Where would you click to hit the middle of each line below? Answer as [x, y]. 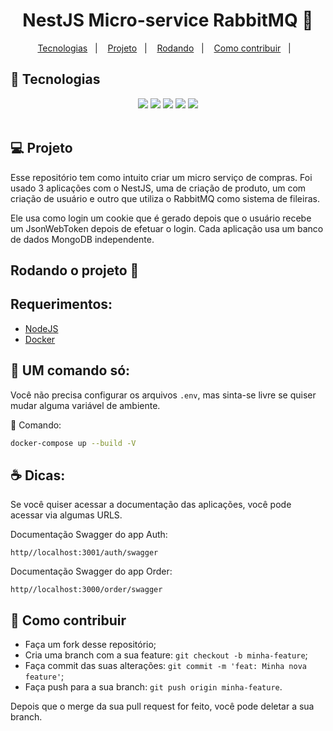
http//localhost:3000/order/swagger [86, 590]
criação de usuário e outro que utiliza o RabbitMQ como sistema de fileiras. [165, 198]
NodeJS [41, 328]
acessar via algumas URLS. [66, 515]
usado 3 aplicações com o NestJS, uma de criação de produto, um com [158, 188]
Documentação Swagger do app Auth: [89, 535]
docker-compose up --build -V [73, 443]
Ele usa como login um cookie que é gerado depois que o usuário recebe [161, 218]
